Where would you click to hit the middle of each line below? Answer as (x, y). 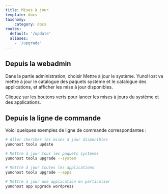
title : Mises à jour (27, 10)
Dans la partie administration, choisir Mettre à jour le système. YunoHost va (84, 76)
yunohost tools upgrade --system (41, 158)
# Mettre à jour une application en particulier (58, 181)
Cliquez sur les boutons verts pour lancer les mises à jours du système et (82, 97)
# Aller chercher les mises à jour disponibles (57, 140)
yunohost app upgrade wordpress (39, 186)
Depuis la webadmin (38, 64)
